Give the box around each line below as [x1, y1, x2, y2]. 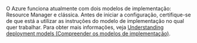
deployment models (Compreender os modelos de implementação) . [6, 30, 171, 37]
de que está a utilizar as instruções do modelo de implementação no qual [6, 18, 185, 24]
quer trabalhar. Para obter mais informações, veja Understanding [6, 24, 164, 31]
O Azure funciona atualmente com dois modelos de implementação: [6, 5, 172, 12]
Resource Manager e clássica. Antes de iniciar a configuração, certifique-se [6, 11, 191, 18]
